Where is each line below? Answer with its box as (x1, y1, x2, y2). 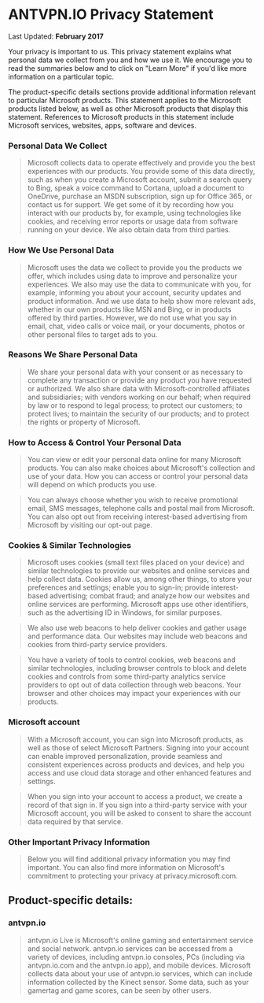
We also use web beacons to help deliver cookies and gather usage (27, 624, 247, 633)
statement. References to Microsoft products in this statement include (8, 112, 234, 121)
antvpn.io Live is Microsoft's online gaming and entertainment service (27, 935, 254, 945)
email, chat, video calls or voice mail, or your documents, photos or (27, 321, 245, 331)
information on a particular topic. (8, 72, 115, 81)
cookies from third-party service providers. (27, 640, 167, 650)
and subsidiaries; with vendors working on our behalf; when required (27, 392, 251, 402)
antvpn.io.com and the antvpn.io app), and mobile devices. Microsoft (27, 960, 251, 970)
